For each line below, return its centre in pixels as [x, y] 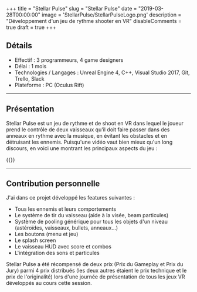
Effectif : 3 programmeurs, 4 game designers [69, 60]
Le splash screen [35, 240]
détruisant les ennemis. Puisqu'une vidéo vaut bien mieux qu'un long [89, 142]
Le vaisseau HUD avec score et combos [63, 247]
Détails [19, 46]
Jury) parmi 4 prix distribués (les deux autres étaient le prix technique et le [96, 271]
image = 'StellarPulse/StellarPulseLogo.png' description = [112, 15]
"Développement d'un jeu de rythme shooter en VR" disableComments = [94, 21]
